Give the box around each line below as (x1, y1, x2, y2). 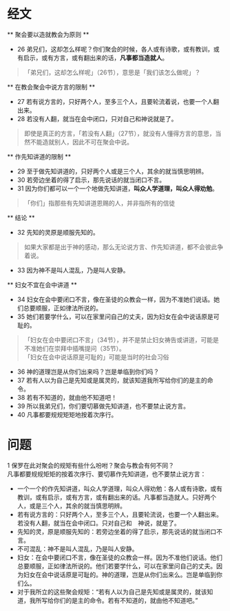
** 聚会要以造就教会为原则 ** (7, 30, 90, 39)
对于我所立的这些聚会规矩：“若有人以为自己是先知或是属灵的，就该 (17, 588, 207, 596)
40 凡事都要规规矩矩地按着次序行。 (17, 410, 118, 418)
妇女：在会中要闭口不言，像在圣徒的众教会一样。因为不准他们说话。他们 (17, 553, 222, 561)
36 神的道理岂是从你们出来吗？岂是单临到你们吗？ (17, 367, 160, 376)
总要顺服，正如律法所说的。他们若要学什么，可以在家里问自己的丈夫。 (17, 561, 217, 570)
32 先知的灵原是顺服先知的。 (17, 228, 99, 236)
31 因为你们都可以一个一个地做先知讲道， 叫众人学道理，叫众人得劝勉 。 (17, 184, 219, 193)
